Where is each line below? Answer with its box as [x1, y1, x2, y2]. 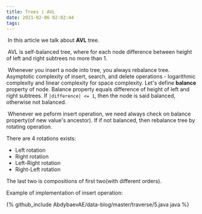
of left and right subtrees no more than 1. [6, 55, 107, 62]
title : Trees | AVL [6, 8, 55, 15]
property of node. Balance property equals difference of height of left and [6, 86, 190, 93]
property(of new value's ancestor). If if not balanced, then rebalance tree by [6, 117, 195, 124]
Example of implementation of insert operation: [6, 189, 123, 196]
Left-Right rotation [14, 160, 61, 167]
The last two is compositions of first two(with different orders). [6, 178, 162, 185]
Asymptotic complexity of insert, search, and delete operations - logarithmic [6, 73, 196, 80]
